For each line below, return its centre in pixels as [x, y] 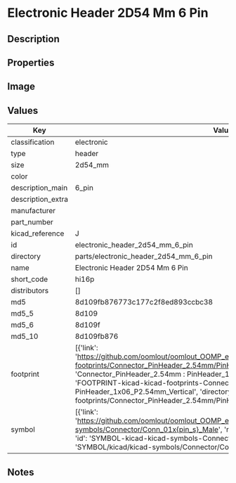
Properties [31, 62]
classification [33, 142]
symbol [23, 430]
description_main [39, 188]
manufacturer [33, 211]
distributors [30, 291]
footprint [25, 374]
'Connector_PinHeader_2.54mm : [130, 374]
